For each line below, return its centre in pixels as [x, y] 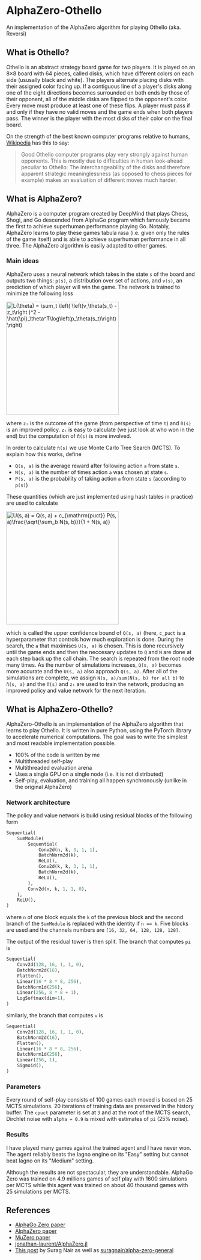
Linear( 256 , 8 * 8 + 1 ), [48, 993]
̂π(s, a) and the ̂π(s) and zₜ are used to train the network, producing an [95, 684]
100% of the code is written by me [57, 755]
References [28, 1210]
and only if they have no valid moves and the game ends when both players [100, 111]
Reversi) [16, 33]
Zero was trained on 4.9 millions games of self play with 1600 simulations [97, 1179]
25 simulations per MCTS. [38, 1191]
